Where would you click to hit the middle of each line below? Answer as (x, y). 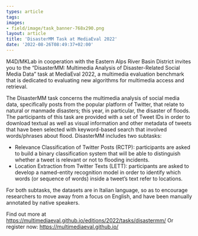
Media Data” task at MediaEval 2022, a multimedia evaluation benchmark (95, 74)
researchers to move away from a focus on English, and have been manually (99, 196)
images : (16, 22)
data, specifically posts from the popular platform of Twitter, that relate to (95, 104)
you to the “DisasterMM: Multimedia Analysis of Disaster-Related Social (93, 67)
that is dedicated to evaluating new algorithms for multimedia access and (95, 80)
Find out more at (26, 214)
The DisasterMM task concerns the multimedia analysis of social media (93, 98)
